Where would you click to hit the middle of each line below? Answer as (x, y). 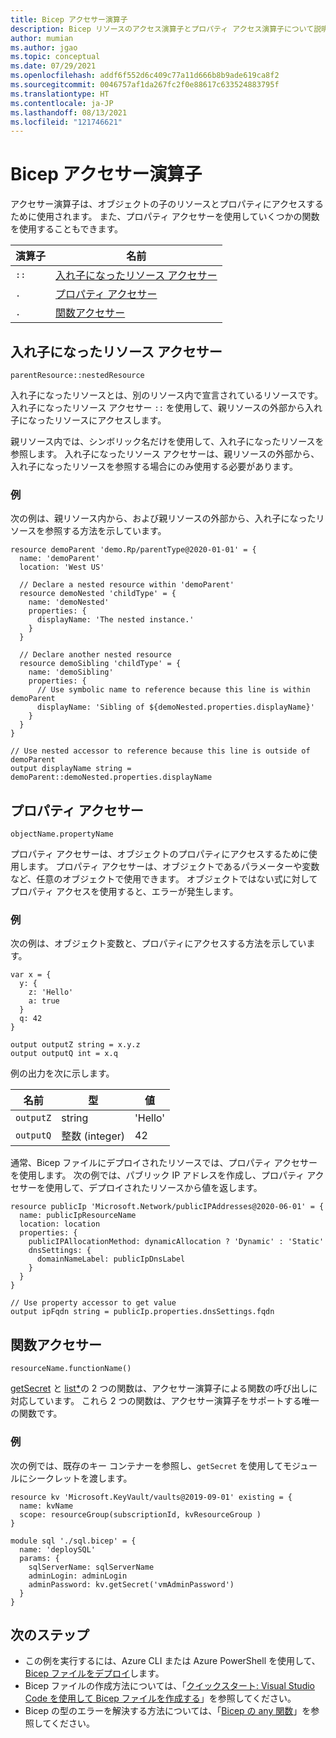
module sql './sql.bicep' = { (73, 1541)
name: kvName (46, 1506)
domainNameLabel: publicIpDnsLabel (111, 1259)
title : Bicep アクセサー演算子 (69, 19)
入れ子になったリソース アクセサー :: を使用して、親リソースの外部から (157, 407)
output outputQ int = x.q (64, 1054)
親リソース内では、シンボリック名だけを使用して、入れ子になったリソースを (167, 441)
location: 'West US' (62, 567)
